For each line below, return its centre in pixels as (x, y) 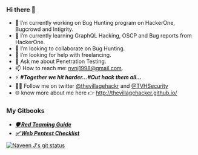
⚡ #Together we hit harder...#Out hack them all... (78, 77)
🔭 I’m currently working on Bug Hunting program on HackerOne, (95, 23)
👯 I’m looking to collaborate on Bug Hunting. (70, 48)
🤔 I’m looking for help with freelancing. (63, 55)
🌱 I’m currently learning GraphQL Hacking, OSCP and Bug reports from (103, 36)
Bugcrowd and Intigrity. (44, 29)
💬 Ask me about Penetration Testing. (61, 61)
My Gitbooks (25, 111)
